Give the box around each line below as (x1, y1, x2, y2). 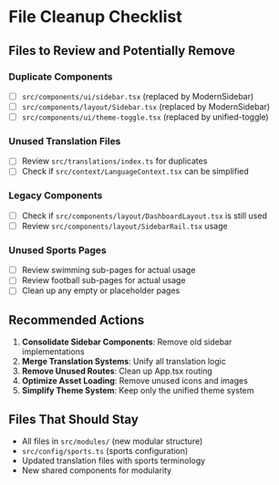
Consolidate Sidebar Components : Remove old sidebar (21, 336, 232, 348)
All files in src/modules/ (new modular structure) (21, 436, 203, 447)
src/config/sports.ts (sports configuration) (21, 446, 189, 457)
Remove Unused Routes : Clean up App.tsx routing (21, 365, 213, 376)
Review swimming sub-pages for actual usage (21, 265, 196, 276)
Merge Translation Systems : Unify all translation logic (21, 356, 227, 367)
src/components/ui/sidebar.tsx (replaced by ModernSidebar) (21, 90, 254, 101)
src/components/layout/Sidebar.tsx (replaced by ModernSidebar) (21, 100, 271, 111)
